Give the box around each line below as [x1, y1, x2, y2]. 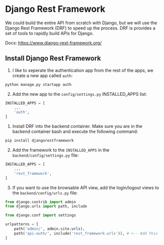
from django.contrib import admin [5, 199, 77, 204]
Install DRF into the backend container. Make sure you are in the [12, 123, 143, 129]
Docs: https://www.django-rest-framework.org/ [5, 40, 102, 45]
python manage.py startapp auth [5, 82, 72, 87]
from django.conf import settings [5, 213, 77, 218]
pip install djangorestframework [5, 138, 74, 143]
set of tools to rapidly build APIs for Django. [5, 30, 94, 36]
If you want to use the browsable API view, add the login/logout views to [12, 184, 160, 191]
